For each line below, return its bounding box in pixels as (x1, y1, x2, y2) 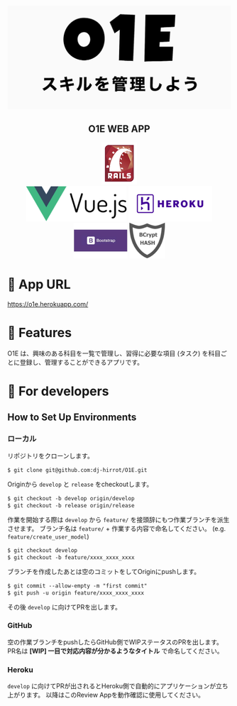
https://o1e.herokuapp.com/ (7, 299, 89, 308)
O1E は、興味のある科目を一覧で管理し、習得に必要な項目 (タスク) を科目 (7, 349, 221, 358)
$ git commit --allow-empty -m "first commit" (7, 582, 148, 590)
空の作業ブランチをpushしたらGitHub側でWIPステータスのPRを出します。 (7, 637, 224, 646)
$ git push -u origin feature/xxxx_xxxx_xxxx (7, 589, 144, 597)
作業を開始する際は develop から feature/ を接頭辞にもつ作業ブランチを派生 (7, 515, 230, 524)
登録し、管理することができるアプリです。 (19, 358, 144, 366)
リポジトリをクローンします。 (7, 451, 94, 460)
